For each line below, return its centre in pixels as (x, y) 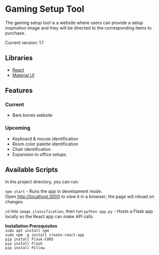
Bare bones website (32, 115)
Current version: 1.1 (24, 42)
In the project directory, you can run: (42, 182)
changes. (14, 201)
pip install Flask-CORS (29, 239)
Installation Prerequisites (31, 226)
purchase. (15, 33)
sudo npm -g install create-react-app (45, 235)
